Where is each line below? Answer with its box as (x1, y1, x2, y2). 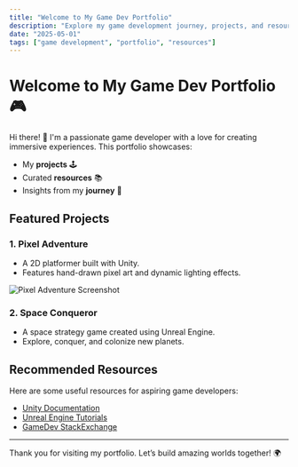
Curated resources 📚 (21, 172, 103, 183)
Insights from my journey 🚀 (21, 186, 122, 196)
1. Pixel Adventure (9, 237, 89, 249)
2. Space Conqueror (9, 306, 98, 319)
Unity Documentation (21, 402, 100, 413)
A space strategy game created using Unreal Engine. (21, 327, 216, 337)
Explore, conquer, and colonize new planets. (21, 336, 184, 347)
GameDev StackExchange (21, 421, 118, 431)
